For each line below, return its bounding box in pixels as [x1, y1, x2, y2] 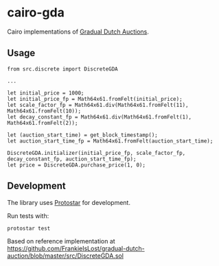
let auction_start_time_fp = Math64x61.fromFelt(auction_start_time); [7, 137, 214, 145]
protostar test [7, 225, 51, 232]
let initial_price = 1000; [7, 89, 84, 97]
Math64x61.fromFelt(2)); [7, 119, 78, 126]
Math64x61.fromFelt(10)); [7, 108, 81, 114]
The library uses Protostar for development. [7, 198, 130, 206]
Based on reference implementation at [7, 237, 115, 245]
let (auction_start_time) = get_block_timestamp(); [7, 132, 158, 138]
